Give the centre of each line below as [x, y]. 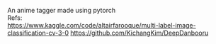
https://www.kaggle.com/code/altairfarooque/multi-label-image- [102, 25]
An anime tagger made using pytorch [61, 10]
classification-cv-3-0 [38, 33]
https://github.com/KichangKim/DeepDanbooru [140, 33]
